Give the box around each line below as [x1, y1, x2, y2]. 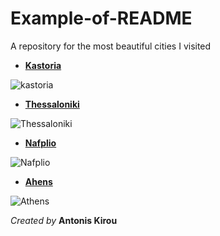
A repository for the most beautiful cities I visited [10, 40, 212, 52]
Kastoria [24, 59, 62, 71]
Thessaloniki [24, 98, 80, 110]
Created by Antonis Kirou [10, 214, 118, 226]
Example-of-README [10, 7, 193, 30]
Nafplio [24, 137, 57, 149]
